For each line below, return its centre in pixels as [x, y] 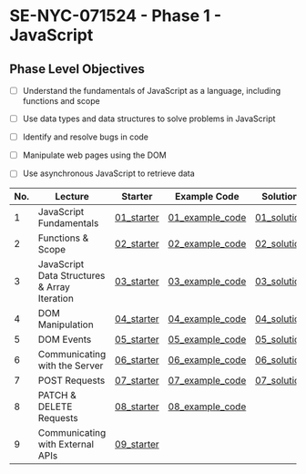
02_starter [137, 244]
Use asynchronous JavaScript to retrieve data [109, 173]
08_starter [137, 407]
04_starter [137, 319]
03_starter [137, 282]
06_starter [137, 360]
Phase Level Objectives [77, 69]
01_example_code [207, 218]
